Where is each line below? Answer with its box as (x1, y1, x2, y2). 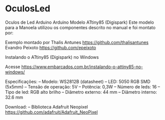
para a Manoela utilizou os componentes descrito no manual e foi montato (5, 24, 156, 30)
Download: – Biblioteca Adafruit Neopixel (5, 104, 88, 110)
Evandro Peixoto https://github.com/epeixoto (5, 44, 97, 50)
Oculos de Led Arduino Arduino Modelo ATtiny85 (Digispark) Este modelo (5, 19, 154, 25)
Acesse (5, 64, 21, 70)
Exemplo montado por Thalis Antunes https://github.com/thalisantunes (5, 39, 149, 45)
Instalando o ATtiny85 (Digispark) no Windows (5, 54, 99, 60)
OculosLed (5, 3, 51, 14)
